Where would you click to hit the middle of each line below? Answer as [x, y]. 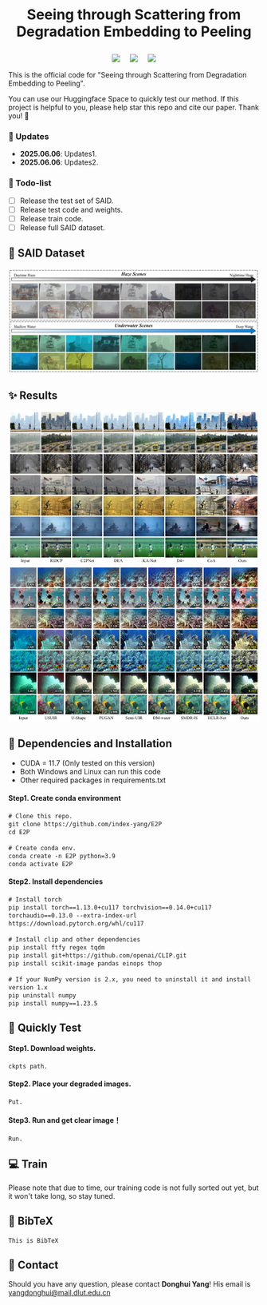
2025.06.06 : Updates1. [58, 154]
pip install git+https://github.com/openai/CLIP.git [98, 955]
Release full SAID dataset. [62, 227]
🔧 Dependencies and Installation [90, 744]
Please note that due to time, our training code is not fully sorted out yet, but [133, 1188]
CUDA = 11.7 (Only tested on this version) [87, 763]
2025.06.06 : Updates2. [59, 162]
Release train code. [51, 218]
